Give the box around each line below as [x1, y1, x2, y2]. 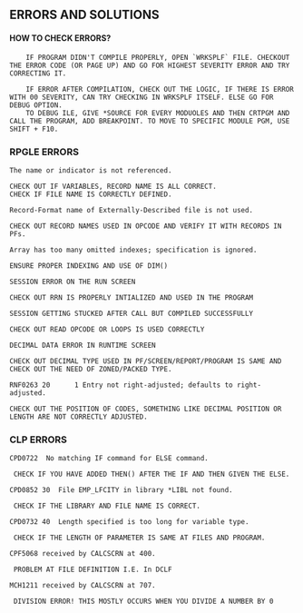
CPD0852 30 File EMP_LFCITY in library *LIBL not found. [9, 486, 233, 495]
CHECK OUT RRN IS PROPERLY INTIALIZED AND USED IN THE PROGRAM [9, 292, 254, 302]
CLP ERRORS [9, 433, 68, 446]
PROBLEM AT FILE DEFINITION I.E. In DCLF [13, 565, 172, 575]
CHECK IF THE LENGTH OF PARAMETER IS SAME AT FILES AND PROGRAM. [13, 533, 266, 543]
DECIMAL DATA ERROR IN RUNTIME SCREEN [9, 341, 156, 350]
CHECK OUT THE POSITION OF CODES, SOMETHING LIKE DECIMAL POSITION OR [9, 404, 282, 413]
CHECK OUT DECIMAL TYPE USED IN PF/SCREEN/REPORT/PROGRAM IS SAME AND [9, 356, 282, 366]
